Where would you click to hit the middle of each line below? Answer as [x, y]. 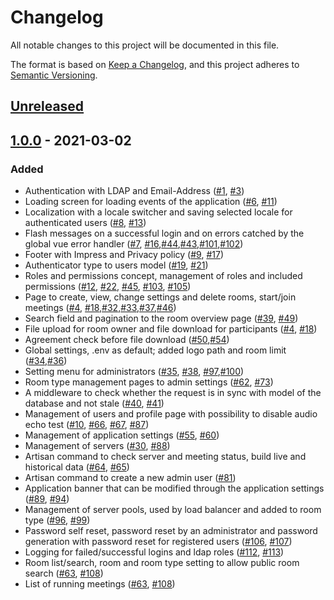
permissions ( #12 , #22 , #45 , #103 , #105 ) [108, 287]
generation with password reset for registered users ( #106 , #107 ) [158, 542]
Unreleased [47, 106]
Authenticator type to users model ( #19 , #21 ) [116, 265]
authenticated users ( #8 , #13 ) [85, 223]
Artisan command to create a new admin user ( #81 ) [130, 478]
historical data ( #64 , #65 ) [77, 467]
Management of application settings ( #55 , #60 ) [122, 435]
